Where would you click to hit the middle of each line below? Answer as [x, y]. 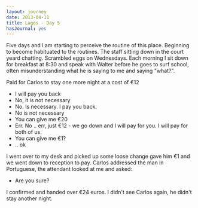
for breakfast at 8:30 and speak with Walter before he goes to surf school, [98, 65]
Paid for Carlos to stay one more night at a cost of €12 [73, 82]
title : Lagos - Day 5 [33, 23]
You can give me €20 [41, 120]
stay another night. [29, 198]
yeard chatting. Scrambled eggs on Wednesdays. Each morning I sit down [97, 58]
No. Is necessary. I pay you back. [56, 107]
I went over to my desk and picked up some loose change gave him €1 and [98, 157]
